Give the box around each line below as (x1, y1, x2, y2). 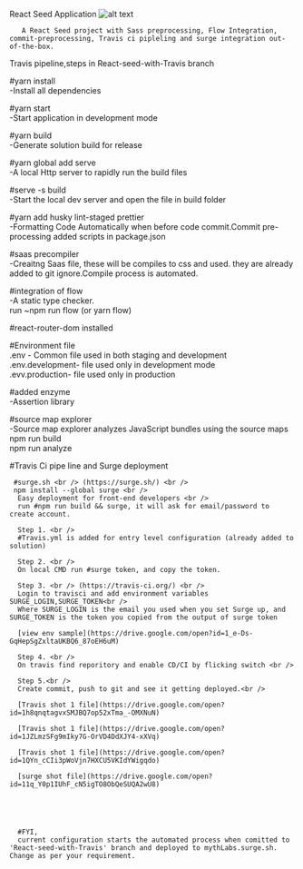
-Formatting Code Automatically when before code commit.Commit (9, 222, 260, 232)
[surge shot (17, 772, 64, 781)
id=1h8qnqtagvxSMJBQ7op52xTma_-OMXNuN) (9, 708, 161, 717)
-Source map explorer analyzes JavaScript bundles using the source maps (9, 423, 288, 434)
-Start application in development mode (9, 113, 159, 123)
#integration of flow (9, 286, 83, 296)
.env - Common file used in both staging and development (9, 350, 228, 360)
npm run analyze (9, 443, 73, 453)
